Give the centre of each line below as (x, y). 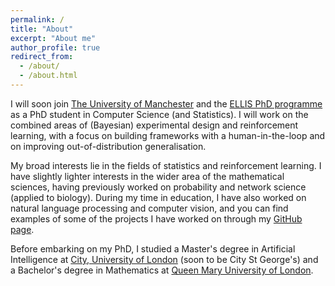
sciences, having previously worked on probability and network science (158, 187)
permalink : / (37, 19)
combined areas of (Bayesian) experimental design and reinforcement (154, 125)
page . (22, 229)
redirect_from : (42, 57)
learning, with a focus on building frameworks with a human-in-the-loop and (168, 135)
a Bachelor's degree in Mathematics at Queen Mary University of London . (162, 270)
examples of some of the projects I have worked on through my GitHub (156, 218)
